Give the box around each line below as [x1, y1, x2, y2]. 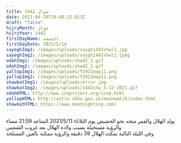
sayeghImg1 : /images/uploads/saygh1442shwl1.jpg [6, 47, 128, 53]
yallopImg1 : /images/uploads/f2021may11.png [6, 69, 117, 74]
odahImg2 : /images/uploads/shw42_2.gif [6, 63, 104, 69]
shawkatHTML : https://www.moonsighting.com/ [6, 101, 117, 107]
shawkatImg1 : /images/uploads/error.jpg [6, 80, 107, 86]
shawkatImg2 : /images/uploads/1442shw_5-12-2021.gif [6, 85, 138, 91]
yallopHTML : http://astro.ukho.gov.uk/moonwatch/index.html [6, 96, 157, 101]
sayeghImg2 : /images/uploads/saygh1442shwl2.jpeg [6, 52, 130, 58]
